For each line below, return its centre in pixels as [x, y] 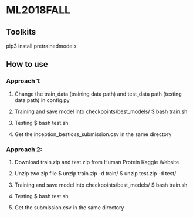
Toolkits [21, 32]
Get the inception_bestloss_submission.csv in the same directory [93, 134]
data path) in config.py [42, 100]
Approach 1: [23, 81]
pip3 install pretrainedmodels [41, 46]
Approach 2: [24, 149]
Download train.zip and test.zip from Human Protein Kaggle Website [97, 162]
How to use [27, 64]
